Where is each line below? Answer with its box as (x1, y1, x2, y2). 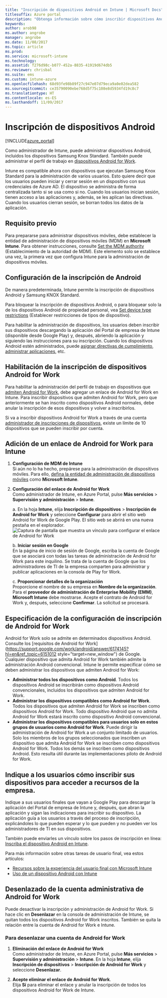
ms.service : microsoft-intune (5, 53, 68, 59)
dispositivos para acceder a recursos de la (5, 778, 139, 787)
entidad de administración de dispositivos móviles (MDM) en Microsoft (5, 238, 151, 244)
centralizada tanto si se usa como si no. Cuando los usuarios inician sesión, (5, 189, 160, 195)
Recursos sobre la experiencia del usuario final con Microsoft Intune (12, 865, 153, 871)
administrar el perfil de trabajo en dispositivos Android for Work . (5, 158, 137, 164)
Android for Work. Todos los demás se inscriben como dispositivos (12, 745, 150, 751)
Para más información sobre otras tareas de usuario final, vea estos (5, 850, 144, 856)
